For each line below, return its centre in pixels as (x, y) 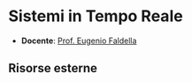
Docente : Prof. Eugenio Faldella (79, 41)
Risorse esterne (53, 68)
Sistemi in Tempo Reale (96, 16)
